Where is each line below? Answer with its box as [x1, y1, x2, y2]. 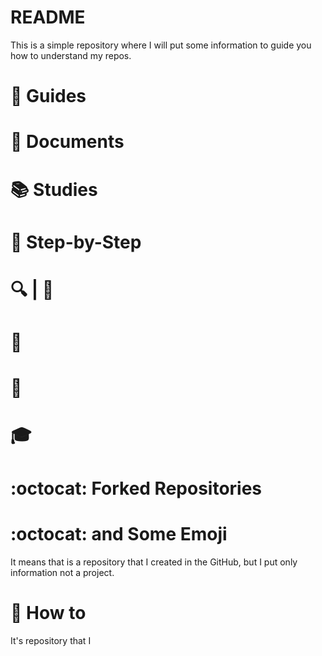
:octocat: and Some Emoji [10, 522, 228, 545]
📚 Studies [10, 178, 98, 201]
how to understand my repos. [10, 49, 132, 61]
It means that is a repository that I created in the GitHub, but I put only [10, 556, 298, 568]
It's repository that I [10, 634, 92, 646]
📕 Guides [10, 85, 87, 108]
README [10, 6, 86, 29]
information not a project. [10, 566, 115, 578]
